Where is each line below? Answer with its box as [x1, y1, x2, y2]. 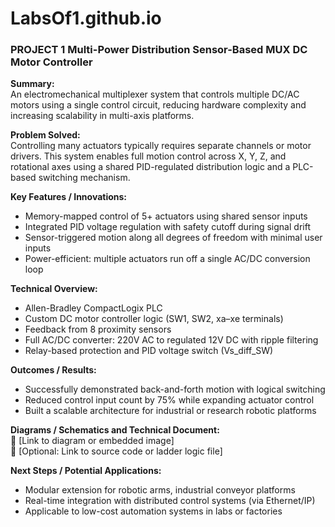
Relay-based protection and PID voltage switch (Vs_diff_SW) [24, 345, 274, 357]
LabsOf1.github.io [10, 7, 162, 30]
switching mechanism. [38, 172, 131, 184]
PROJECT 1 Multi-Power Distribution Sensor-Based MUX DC [10, 43, 308, 57]
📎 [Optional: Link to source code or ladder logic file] [10, 445, 223, 457]
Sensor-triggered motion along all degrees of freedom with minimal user [24, 232, 323, 244]
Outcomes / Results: [10, 364, 97, 376]
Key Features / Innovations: [10, 191, 128, 203]
